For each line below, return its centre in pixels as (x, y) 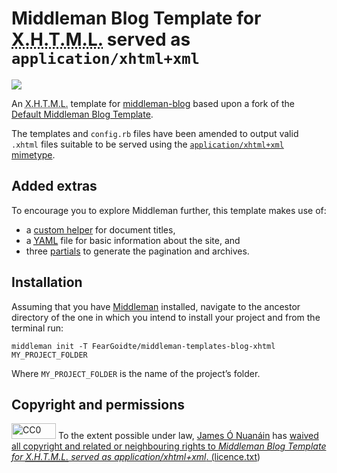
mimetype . (33, 154)
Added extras (54, 186)
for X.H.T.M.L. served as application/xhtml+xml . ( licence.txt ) (136, 457)
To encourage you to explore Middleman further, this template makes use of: (169, 210)
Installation (47, 282)
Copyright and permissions (98, 404)
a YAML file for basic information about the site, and (133, 240)
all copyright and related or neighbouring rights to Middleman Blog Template (169, 446)
